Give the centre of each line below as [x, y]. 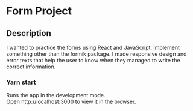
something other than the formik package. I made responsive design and [96, 54]
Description [29, 33]
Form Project [39, 11]
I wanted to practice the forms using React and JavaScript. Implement [93, 47]
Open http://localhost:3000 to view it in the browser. [71, 102]
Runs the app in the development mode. [56, 95]
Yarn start [21, 82]
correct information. [31, 67]
